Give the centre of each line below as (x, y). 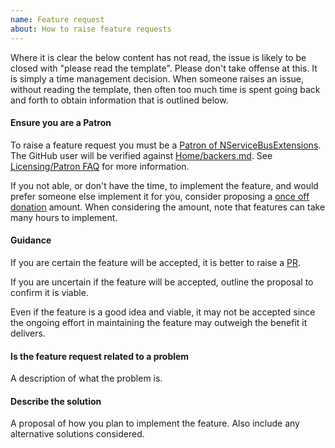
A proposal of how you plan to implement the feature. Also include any (155, 423)
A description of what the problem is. (86, 378)
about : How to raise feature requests (91, 29)
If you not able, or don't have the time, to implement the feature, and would (164, 185)
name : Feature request (57, 19)
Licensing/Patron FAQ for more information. (100, 166)
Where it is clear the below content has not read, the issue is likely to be (158, 57)
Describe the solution (56, 401)
